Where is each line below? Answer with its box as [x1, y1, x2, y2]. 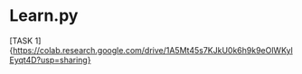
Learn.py [9, 5, 79, 26]
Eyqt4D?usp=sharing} [9, 54, 91, 65]
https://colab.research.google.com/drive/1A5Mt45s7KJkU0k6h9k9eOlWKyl [12, 44, 294, 55]
